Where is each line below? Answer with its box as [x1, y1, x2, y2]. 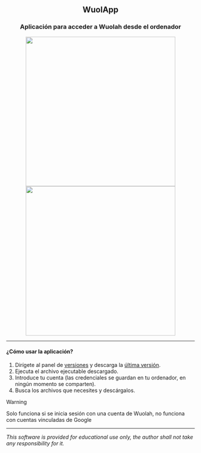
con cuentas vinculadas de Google [6, 416, 92, 423]
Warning [6, 398, 27, 405]
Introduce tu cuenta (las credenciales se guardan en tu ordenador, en [14, 374, 186, 381]
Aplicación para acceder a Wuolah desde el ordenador [20, 23, 181, 31]
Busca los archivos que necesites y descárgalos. [14, 387, 136, 394]
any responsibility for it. [6, 439, 65, 447]
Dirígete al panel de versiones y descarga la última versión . [14, 361, 161, 368]
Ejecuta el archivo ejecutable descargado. [14, 368, 118, 375]
